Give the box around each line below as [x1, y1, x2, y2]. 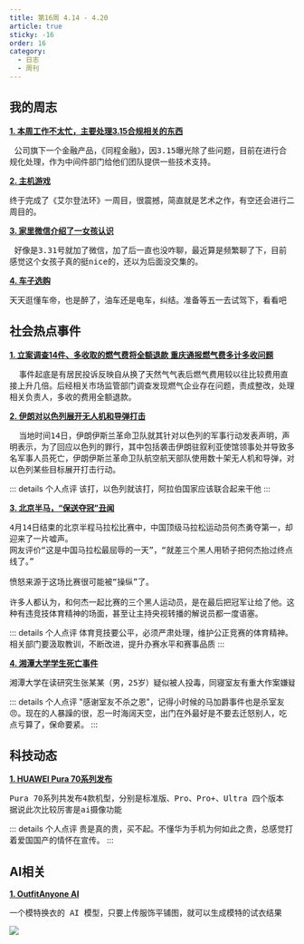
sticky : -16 [9, 30, 54, 39]
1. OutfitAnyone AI [9, 889, 80, 900]
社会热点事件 [9, 324, 81, 339]
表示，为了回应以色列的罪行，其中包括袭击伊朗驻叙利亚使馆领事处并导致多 [16, 442, 295, 452]
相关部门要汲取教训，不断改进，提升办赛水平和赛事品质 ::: [9, 638, 225, 649]
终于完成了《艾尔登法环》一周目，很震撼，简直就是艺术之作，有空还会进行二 [9, 195, 295, 205]
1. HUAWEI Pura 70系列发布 [9, 774, 113, 784]
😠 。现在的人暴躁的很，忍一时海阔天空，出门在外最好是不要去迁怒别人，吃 [9, 707, 288, 718]
